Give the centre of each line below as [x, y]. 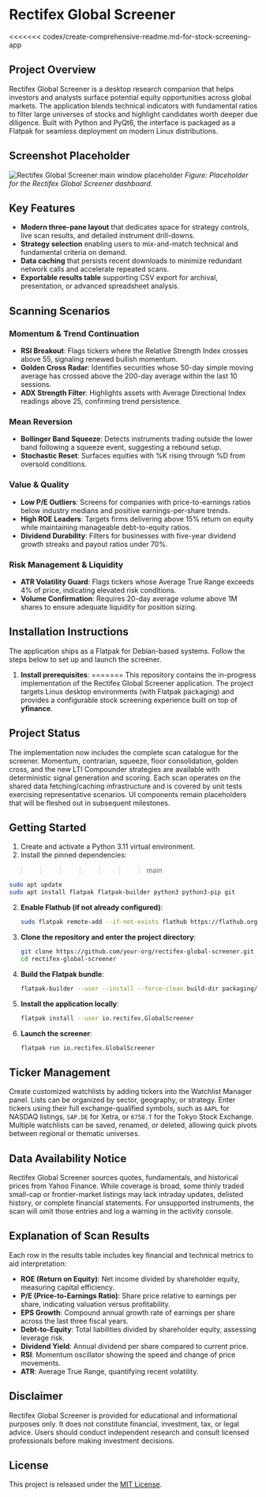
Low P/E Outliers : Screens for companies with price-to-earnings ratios [135, 502]
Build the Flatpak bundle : [62, 974]
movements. [41, 1362]
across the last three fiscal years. [74, 1320]
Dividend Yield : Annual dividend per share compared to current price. [134, 1346]
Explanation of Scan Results [79, 1236]
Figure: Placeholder [217, 175]
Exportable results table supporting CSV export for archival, [119, 278]
